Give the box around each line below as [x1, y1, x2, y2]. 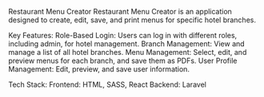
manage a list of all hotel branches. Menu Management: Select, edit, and [8, 48, 247, 56]
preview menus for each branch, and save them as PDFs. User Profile [8, 56, 238, 65]
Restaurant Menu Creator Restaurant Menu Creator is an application [8, 7, 232, 16]
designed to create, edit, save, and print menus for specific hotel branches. [8, 15, 256, 25]
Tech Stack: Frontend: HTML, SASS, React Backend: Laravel [8, 80, 206, 89]
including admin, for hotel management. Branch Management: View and [8, 39, 246, 48]
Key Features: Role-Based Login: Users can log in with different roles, [8, 31, 238, 40]
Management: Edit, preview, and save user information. [8, 64, 190, 74]
